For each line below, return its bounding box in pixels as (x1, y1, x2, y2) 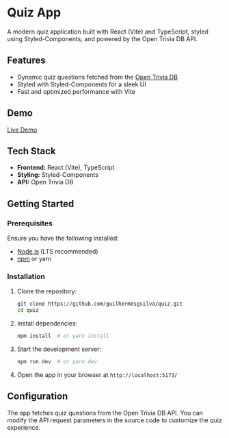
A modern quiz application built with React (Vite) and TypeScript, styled (7, 27, 208, 36)
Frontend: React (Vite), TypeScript (16, 163, 115, 172)
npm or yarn (16, 255, 52, 263)
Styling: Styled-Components (16, 171, 99, 179)
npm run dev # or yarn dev (16, 358, 97, 365)
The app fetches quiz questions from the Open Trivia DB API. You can (7, 409, 204, 417)
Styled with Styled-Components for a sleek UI (16, 80, 147, 88)
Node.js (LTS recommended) (16, 247, 98, 256)
